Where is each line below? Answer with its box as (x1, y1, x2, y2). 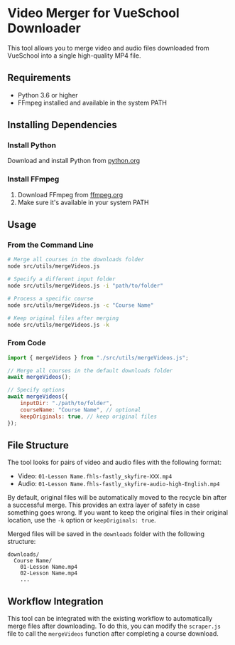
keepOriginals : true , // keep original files (20, 413, 158, 420)
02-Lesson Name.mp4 (20, 570, 78, 577)
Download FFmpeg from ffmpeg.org (17, 190, 123, 199)
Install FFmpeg (7, 174, 60, 184)
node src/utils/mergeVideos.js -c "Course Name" (7, 301, 154, 309)
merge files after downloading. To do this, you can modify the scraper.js (7, 622, 222, 631)
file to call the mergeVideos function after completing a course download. (7, 629, 219, 638)
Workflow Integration (7, 595, 104, 607)
